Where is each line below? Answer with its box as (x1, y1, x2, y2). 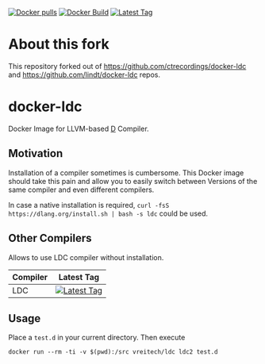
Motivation (8, 147, 63, 160)
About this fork (8, 36, 109, 53)
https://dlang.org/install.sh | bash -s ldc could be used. (8, 209, 209, 218)
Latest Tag (58, 271, 100, 282)
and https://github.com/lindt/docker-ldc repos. (8, 70, 161, 79)
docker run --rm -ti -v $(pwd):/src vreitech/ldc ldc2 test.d (8, 348, 218, 356)
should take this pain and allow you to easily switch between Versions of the (8, 176, 258, 186)
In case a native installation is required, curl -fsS (8, 200, 170, 209)
